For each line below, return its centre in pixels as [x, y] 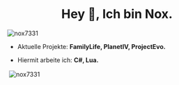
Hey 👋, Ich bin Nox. [117, 14]
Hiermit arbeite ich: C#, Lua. [58, 60]
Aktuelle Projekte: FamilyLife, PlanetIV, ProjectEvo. [91, 46]
